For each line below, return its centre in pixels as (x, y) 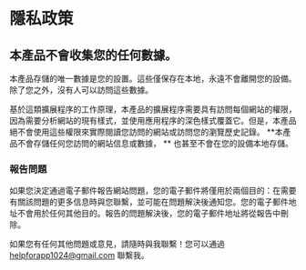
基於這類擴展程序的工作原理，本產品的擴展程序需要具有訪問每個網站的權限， (153, 109)
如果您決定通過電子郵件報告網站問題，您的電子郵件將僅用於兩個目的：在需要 (153, 191)
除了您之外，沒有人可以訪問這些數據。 (81, 90)
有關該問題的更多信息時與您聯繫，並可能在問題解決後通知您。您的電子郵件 (149, 202)
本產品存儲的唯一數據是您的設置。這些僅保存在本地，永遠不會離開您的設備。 (153, 79)
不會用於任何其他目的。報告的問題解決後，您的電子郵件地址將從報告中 (148, 214)
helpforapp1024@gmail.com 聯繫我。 (79, 255)
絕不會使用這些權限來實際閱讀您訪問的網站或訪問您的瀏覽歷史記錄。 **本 (146, 132)
